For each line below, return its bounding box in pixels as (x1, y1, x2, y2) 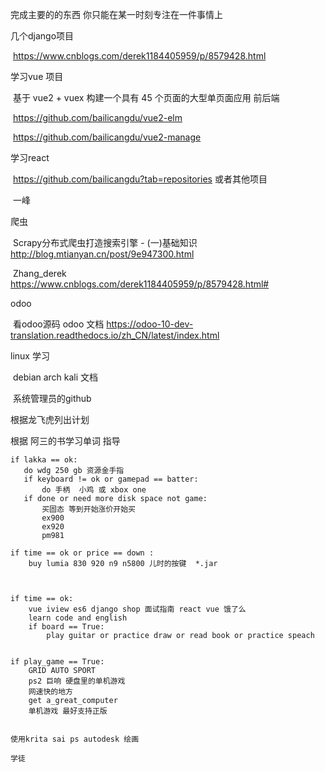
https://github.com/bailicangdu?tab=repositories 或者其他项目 (12, 173, 268, 185)
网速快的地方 (28, 687, 73, 697)
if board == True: (28, 622, 105, 632)
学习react (10, 152, 50, 163)
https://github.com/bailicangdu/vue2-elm (12, 112, 183, 123)
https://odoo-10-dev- (106, 318, 194, 330)
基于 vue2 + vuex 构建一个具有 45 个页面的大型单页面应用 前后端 (12, 92, 280, 103)
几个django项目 (10, 30, 75, 42)
